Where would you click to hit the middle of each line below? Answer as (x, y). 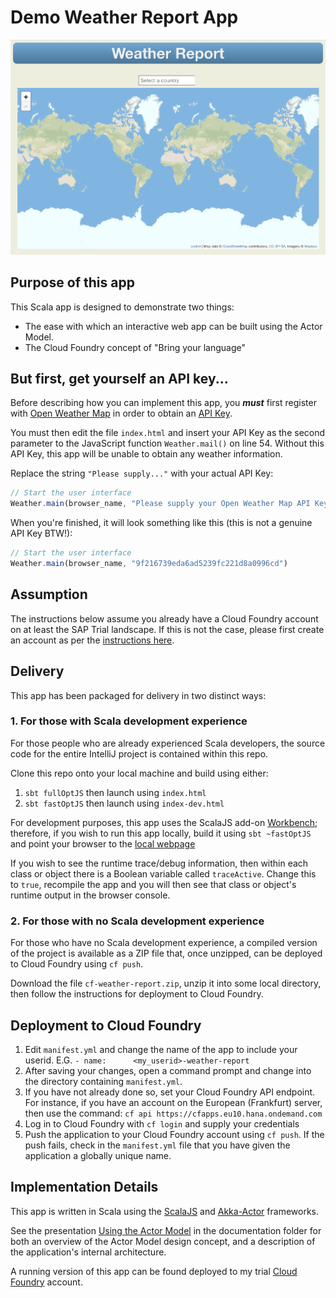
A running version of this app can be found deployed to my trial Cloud (154, 1271)
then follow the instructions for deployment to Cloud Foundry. (137, 994)
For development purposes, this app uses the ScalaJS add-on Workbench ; (164, 822)
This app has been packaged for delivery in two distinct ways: (138, 695)
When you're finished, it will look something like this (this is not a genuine (161, 523)
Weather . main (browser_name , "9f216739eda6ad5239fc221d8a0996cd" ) (149, 564)
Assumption (49, 594)
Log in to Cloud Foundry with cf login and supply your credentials (162, 1123)
